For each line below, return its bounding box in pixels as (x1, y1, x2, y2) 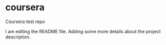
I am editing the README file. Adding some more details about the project (5, 28, 161, 34)
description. (5, 34, 31, 40)
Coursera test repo (5, 18, 45, 25)
